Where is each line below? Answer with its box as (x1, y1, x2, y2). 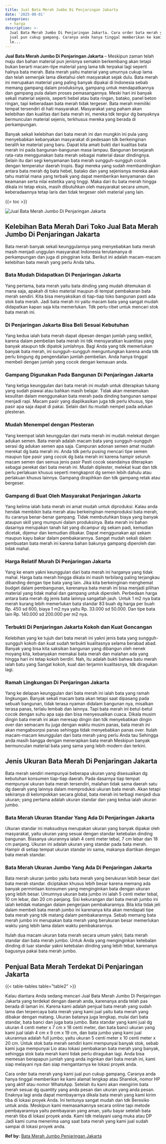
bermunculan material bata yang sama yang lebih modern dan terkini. (5, 742, 147, 748)
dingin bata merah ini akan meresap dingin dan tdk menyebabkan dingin (5, 716, 152, 722)
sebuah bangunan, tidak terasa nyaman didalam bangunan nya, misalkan (5, 700, 154, 706)
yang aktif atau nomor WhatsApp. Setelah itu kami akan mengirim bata (5, 1082, 149, 1088)
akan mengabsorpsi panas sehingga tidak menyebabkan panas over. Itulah (5, 727, 158, 733)
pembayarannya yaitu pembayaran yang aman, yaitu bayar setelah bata (5, 1108, 151, 1114)
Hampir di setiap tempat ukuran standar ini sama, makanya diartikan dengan (5, 846, 161, 852)
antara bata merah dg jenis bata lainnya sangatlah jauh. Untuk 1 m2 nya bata (5, 595, 161, 602)
